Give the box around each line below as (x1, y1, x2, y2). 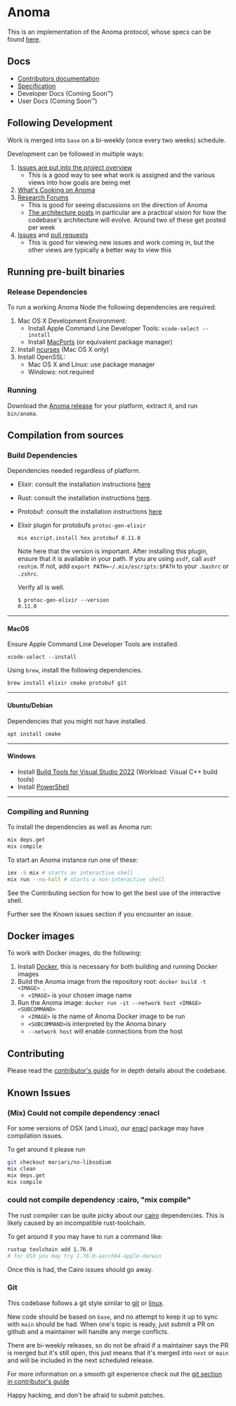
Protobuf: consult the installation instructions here (17, 507, 162, 516)
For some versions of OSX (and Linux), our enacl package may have (7, 1123, 204, 1132)
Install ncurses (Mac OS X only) (17, 345, 109, 354)
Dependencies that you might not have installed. (7, 717, 147, 725)
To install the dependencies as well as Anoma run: (7, 822, 152, 832)
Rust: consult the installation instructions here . (17, 494, 152, 502)
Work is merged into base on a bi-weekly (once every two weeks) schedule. (7, 135, 226, 144)
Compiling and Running (7, 806, 89, 816)
